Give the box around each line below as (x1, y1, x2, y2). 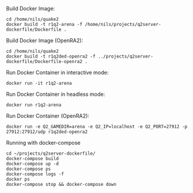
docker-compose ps (6, 166, 51, 172)
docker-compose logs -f (6, 171, 65, 177)
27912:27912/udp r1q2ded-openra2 (6, 129, 88, 135)
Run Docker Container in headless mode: (6, 91, 106, 98)
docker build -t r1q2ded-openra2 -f (6, 54, 96, 59)
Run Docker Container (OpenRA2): (6, 112, 90, 119)
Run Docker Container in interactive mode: (6, 69, 109, 76)
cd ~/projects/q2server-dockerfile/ (6, 151, 96, 157)
